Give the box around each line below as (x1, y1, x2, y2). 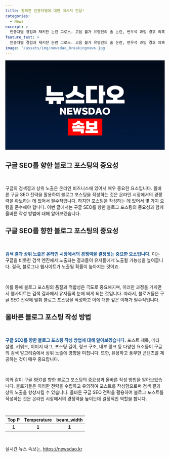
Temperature (24, 417, 52, 423)
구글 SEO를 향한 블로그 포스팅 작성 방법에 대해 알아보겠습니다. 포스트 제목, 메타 (5, 337, 160, 343)
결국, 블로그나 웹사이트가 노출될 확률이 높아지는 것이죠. (12, 263, 120, 269)
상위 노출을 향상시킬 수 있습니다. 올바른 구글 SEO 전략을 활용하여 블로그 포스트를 (5, 389, 164, 395)
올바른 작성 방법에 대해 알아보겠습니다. (5, 210, 81, 217)
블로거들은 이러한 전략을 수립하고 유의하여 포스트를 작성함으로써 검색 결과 (16, 383, 161, 389)
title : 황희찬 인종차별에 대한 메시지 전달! (5, 8, 85, 13)
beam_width (56, 417, 83, 423)
